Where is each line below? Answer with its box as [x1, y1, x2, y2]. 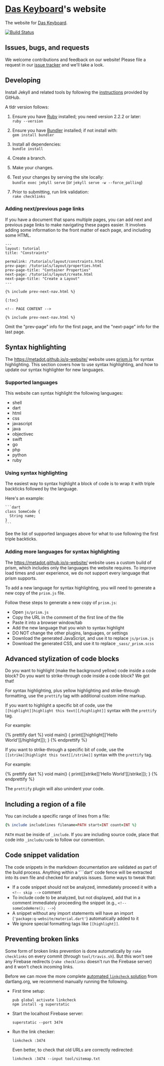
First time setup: [12, 988, 45, 994]
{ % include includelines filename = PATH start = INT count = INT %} [5, 823, 137, 828]
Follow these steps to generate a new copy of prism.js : [5, 599, 117, 605]
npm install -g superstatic [12, 1002, 70, 1007]
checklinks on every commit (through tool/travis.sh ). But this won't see [5, 953, 153, 959]
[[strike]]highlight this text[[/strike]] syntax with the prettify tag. [5, 752, 153, 758]
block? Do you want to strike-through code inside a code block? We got [5, 673, 150, 679]
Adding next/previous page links [5, 205, 85, 212]
